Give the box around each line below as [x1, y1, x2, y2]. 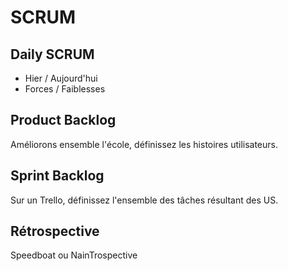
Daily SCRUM [10, 46, 95, 63]
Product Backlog [10, 112, 117, 129]
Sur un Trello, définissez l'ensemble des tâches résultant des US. [10, 194, 279, 206]
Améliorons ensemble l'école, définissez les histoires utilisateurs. [10, 138, 278, 150]
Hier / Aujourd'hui [24, 72, 98, 84]
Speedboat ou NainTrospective [10, 249, 138, 261]
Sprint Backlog [10, 167, 105, 185]
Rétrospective [10, 223, 100, 240]
